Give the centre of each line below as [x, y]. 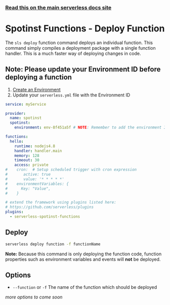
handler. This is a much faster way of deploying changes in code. [73, 53]
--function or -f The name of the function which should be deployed [85, 287]
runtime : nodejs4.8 [35, 146]
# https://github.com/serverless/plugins [50, 207]
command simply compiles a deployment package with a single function [80, 48]
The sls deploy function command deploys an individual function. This [79, 43]
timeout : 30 [27, 160]
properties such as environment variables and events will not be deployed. [83, 259]
